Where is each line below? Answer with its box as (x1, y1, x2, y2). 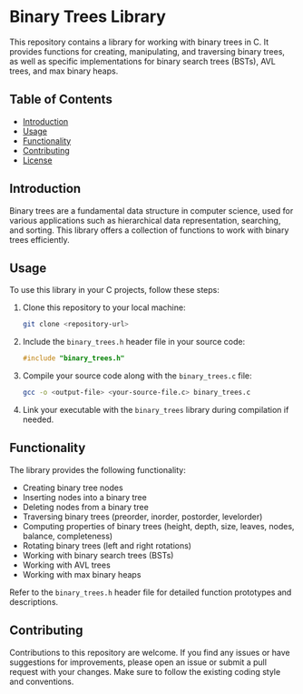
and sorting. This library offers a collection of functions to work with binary (9, 225, 289, 236)
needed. (22, 414, 54, 425)
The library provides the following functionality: (9, 464, 186, 475)
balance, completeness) (22, 530, 113, 541)
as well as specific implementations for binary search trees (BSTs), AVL (9, 55, 277, 66)
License (22, 155, 53, 166)
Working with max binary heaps (22, 568, 142, 579)
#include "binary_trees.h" (22, 354, 125, 363)
